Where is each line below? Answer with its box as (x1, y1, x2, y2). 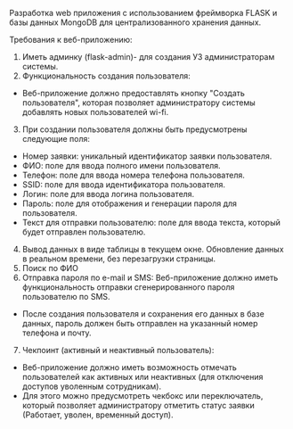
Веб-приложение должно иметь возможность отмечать (21, 362, 238, 373)
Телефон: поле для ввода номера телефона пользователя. (21, 169, 245, 180)
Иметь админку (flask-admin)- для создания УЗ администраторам (21, 52, 275, 62)
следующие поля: (21, 134, 91, 144)
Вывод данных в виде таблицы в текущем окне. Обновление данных (21, 244, 284, 254)
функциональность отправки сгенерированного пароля (21, 282, 235, 293)
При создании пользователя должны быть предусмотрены (21, 124, 248, 135)
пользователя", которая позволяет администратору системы (21, 97, 256, 108)
